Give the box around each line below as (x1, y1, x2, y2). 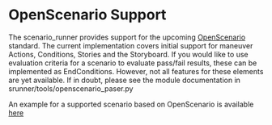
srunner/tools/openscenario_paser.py (8, 83, 134, 94)
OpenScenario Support (8, 6, 167, 24)
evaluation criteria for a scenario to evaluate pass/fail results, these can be (8, 58, 257, 68)
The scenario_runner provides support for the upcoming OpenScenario (8, 32, 246, 42)
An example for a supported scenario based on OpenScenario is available (8, 99, 254, 109)
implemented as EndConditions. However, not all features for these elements (8, 66, 264, 76)
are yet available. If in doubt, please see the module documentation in (8, 75, 241, 85)
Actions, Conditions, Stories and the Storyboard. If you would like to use (8, 49, 249, 59)
